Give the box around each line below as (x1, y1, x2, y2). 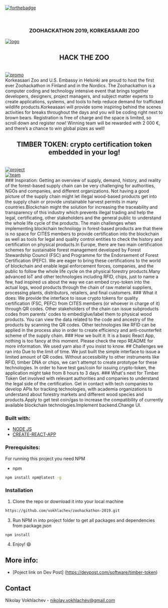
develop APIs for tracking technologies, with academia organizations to (5, 386, 152, 392)
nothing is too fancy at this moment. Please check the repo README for (5, 337, 153, 344)
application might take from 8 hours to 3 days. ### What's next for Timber (5, 370, 159, 376)
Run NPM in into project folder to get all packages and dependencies (12, 517, 155, 523)
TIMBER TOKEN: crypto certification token (17, 140, 152, 149)
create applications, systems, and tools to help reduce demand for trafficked (5, 99, 163, 105)
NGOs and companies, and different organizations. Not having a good (5, 188, 149, 194)
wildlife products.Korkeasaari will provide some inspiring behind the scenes (5, 104, 161, 110)
